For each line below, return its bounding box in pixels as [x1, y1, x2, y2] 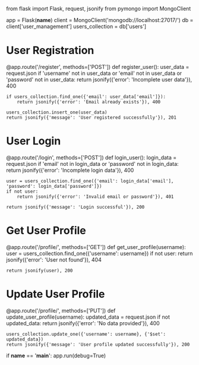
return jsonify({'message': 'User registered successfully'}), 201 [6, 114, 177, 121]
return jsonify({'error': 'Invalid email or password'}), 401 [17, 193, 174, 200]
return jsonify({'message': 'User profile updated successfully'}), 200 [6, 341, 190, 347]
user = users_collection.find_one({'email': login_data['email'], [6, 178, 174, 184]
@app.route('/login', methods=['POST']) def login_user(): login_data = [6, 154, 177, 161]
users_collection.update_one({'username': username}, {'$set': [6, 331, 166, 337]
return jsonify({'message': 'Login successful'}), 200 [6, 204, 145, 210]
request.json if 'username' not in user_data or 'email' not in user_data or [6, 70, 182, 77]
